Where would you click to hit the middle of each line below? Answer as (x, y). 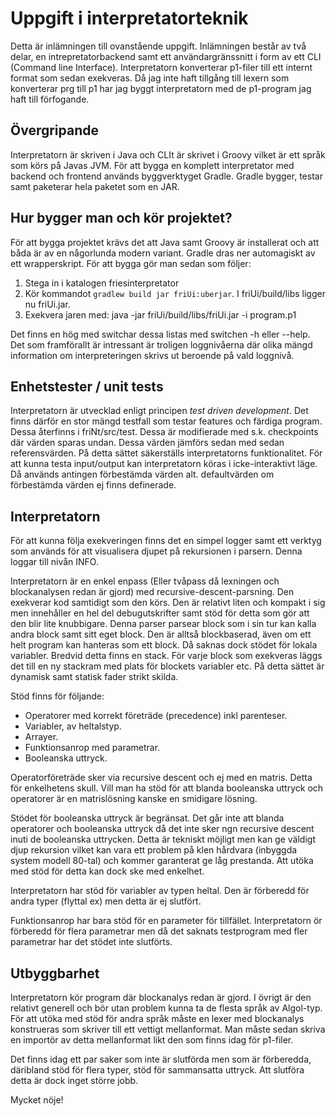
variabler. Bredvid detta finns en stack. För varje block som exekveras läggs (166, 656)
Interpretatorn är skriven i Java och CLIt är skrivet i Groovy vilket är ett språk (168, 154)
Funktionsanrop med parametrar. (92, 748)
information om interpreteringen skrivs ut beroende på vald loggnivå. (152, 355)
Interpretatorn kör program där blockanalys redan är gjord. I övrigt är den (161, 997)
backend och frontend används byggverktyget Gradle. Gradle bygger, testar (166, 176)
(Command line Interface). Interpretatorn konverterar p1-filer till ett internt (161, 67)
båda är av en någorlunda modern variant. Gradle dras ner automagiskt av (163, 253)
